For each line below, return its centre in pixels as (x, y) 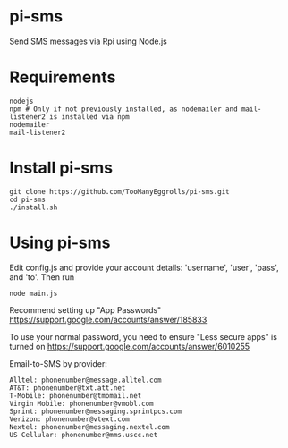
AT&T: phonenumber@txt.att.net (68, 388)
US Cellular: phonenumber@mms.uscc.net (84, 435)
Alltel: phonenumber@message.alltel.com (86, 380)
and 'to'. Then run (42, 277)
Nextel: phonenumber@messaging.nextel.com (89, 427)
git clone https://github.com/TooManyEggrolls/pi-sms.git (119, 191)
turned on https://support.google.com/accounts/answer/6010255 (130, 346)
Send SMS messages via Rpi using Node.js (88, 41)
